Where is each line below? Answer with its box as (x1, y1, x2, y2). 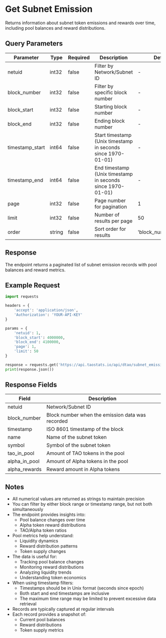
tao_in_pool (7, 450, 35, 457)
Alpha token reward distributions (19, 522, 86, 528)
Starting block (94, 103, 127, 110)
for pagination (94, 203, 127, 210)
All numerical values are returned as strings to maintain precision (12, 496, 145, 502)
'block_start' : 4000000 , (14, 335, 65, 340)
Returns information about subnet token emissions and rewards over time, (5, 20, 156, 26)
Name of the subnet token (46, 434, 107, 441)
